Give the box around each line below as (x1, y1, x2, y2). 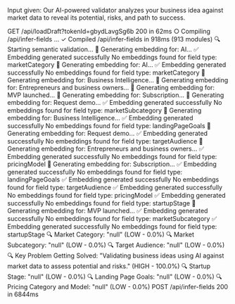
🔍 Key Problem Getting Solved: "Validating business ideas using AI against (7, 251, 224, 260)
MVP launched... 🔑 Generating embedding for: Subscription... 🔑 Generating (7, 91, 224, 99)
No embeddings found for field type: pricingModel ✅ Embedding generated (7, 191, 227, 199)
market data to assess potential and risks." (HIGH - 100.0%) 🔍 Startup (7, 262, 211, 270)
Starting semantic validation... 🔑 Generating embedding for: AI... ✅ (7, 45, 199, 53)
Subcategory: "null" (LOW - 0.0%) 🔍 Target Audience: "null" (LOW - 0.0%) (7, 241, 225, 249)
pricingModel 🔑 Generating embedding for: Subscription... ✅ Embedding (7, 160, 217, 168)
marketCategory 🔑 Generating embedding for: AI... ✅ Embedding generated (7, 61, 227, 69)
